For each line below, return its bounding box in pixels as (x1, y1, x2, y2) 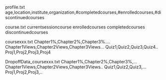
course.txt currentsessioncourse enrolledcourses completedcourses (5, 24, 145, 30)
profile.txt (5, 4, 25, 10)
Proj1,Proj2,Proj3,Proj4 (5, 49, 51, 55)
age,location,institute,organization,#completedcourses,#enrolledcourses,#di (5, 9, 162, 15)
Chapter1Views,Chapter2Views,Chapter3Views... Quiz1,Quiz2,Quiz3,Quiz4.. (5, 44, 159, 50)
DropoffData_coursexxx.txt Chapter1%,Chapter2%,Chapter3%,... (5, 59, 137, 64)
